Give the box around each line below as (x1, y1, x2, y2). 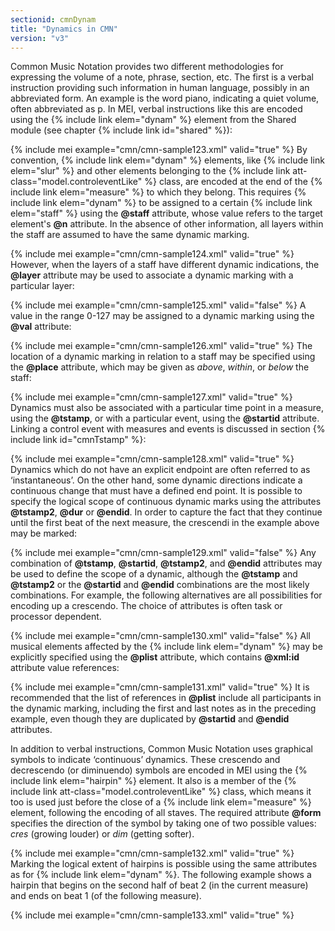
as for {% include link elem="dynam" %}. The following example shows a (10, 869, 312, 881)
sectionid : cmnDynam (10, 14, 97, 25)
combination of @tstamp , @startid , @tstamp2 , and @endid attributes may (10, 557, 323, 570)
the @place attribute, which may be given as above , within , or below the (10, 361, 310, 373)
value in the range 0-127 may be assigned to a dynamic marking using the (10, 310, 315, 322)
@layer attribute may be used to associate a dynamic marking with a (10, 269, 294, 281)
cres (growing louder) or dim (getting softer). (10, 828, 195, 840)
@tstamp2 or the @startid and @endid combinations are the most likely (10, 579, 310, 591)
